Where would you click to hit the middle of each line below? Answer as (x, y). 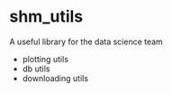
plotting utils (45, 59)
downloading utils (55, 78)
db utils (36, 69)
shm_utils (46, 17)
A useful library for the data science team (86, 42)
